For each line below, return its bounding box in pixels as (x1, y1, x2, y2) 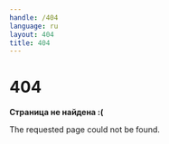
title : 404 (9, 38, 51, 48)
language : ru (9, 22, 59, 31)
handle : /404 (9, 13, 59, 22)
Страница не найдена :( (9, 107, 104, 118)
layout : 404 (9, 30, 54, 39)
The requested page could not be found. (9, 124, 161, 135)
